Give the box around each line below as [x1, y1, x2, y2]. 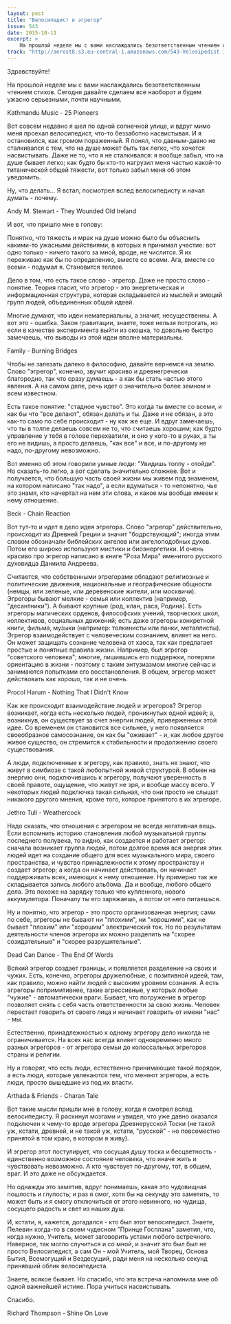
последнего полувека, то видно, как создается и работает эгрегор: [7, 836, 206, 844]
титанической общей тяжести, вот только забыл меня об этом [7, 166, 191, 174]
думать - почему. [7, 193, 58, 201]
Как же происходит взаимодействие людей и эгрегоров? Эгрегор [7, 701, 202, 709]
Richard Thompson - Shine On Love [7, 1309, 109, 1317]
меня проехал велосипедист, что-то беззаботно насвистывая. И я [7, 129, 202, 137]
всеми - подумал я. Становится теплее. [7, 263, 124, 271]
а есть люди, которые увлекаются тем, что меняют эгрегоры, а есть [7, 1070, 210, 1079]
